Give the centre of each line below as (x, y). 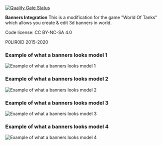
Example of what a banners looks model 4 (57, 126)
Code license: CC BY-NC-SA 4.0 (39, 32)
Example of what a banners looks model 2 (57, 79)
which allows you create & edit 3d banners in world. (58, 23)
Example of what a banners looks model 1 (56, 55)
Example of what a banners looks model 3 (57, 102)
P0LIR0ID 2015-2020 (27, 42)
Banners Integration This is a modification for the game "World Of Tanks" (81, 17)
